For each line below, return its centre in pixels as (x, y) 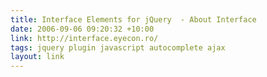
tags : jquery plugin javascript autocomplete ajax (118, 47)
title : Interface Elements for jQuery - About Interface (133, 19)
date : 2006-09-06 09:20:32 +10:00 (82, 29)
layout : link (37, 57)
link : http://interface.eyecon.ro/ (84, 38)
